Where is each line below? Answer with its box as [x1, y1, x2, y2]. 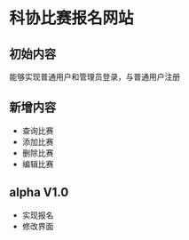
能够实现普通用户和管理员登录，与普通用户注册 [9, 72, 180, 82]
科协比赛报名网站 [9, 8, 135, 28]
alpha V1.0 [9, 185, 69, 200]
